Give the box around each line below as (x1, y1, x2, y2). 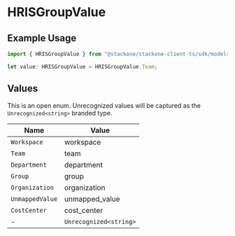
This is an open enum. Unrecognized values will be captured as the (7, 101, 201, 109)
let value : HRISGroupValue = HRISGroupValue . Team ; (7, 63, 158, 70)
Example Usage (7, 32, 77, 44)
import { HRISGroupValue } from (7, 50, 101, 57)
